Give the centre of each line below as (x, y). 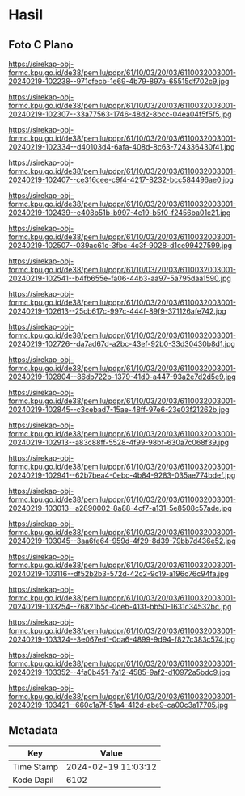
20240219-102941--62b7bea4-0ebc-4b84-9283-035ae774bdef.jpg (122, 475)
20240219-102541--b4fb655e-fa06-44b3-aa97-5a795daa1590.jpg (120, 278)
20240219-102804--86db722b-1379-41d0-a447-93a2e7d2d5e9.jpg (122, 377)
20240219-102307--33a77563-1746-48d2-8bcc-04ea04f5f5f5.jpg (120, 114)
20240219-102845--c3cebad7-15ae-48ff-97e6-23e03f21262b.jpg (119, 409)
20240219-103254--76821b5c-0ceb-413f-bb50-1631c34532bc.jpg (120, 606)
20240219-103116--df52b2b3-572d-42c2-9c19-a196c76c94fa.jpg (118, 574)
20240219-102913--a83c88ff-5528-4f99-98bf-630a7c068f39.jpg (118, 442)
